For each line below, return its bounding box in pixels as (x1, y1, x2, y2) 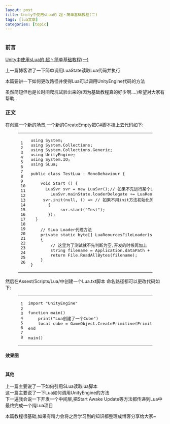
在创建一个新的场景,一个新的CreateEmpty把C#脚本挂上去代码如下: (5, 122, 144, 128)
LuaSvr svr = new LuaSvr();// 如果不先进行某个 (45, 186, 151, 191)
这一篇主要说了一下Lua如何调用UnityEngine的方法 (5, 390, 110, 396)
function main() (27, 310, 66, 316)
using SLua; (30, 161, 58, 167)
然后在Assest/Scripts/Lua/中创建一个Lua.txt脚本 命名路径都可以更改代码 (5, 278, 156, 284)
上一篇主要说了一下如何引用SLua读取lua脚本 (5, 383, 98, 389)
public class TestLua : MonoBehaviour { (30, 171, 125, 176)
